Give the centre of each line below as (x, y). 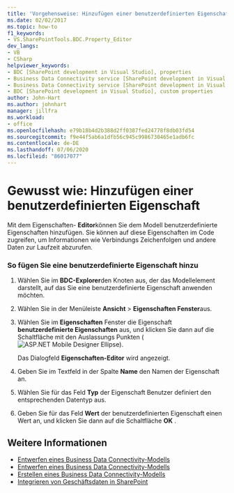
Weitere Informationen (57, 442)
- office (20, 124)
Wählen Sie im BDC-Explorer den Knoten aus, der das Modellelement (116, 280)
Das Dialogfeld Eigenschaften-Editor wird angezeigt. (94, 358)
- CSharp (20, 59)
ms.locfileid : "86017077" (45, 157)
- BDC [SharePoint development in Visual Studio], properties (99, 72)
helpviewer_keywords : (39, 66)
